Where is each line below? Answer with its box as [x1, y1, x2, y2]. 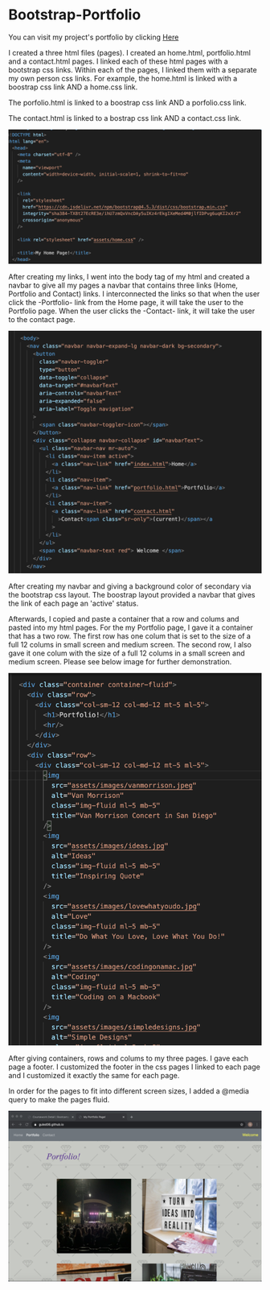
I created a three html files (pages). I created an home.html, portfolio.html [8, 48, 252, 57]
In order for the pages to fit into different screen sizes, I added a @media [8, 1086, 249, 1096]
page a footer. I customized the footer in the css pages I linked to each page [8, 1062, 261, 1072]
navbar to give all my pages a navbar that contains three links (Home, [8, 280, 239, 291]
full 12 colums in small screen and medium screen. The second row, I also [8, 639, 252, 649]
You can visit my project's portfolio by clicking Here [8, 32, 179, 42]
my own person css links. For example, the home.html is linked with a [8, 73, 238, 83]
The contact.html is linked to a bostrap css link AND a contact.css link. [8, 113, 242, 122]
